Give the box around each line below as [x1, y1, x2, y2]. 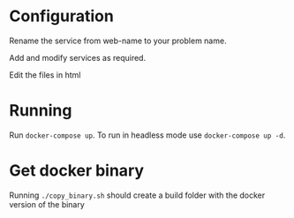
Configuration [9, 6, 115, 26]
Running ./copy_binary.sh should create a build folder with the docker [9, 190, 266, 200]
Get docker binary [9, 161, 144, 181]
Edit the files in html [9, 69, 81, 80]
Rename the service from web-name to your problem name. [9, 35, 227, 46]
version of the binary [9, 199, 86, 209]
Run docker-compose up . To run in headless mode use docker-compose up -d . [9, 130, 286, 140]
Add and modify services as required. [9, 52, 147, 63]
